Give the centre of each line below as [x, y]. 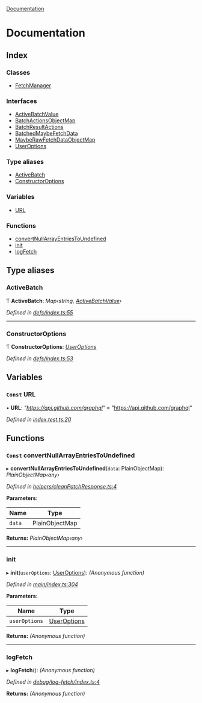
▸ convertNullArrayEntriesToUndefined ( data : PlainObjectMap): [85, 469]
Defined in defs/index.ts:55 [40, 312]
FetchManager [33, 85]
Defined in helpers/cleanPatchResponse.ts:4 [62, 487]
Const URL [21, 395]
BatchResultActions [39, 127]
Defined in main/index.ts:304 [42, 584]
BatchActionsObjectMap [45, 120]
